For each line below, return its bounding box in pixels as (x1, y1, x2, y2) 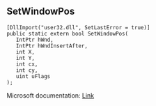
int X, (15, 48, 36, 55)
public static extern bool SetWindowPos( (6, 30, 129, 37)
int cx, (15, 61, 38, 68)
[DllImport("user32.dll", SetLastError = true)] (6, 24, 150, 31)
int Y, (15, 54, 36, 61)
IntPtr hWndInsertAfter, (15, 42, 88, 50)
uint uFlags (15, 73, 51, 79)
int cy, (15, 66, 38, 74)
